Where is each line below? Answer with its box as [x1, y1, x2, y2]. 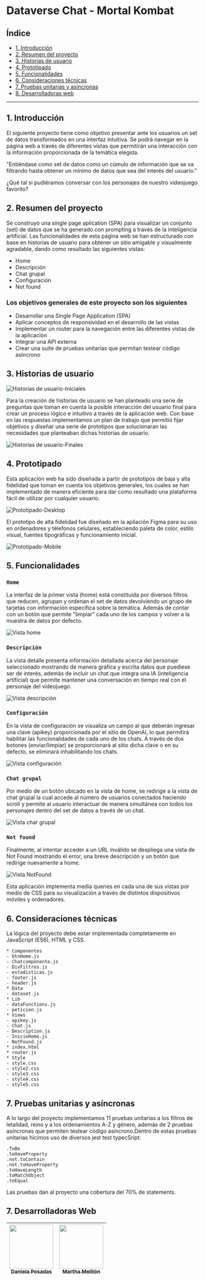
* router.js [6, 1050, 37, 1056]
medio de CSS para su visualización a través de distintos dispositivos [6, 889, 181, 896]
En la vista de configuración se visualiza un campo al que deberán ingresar [6, 722, 195, 729]
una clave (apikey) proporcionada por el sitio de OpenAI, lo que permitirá [6, 728, 189, 736]
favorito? [6, 185, 29, 192]
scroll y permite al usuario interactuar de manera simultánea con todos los [6, 801, 193, 808]
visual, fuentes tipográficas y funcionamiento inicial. [6, 531, 137, 538]
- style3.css [6, 1071, 40, 1077]
